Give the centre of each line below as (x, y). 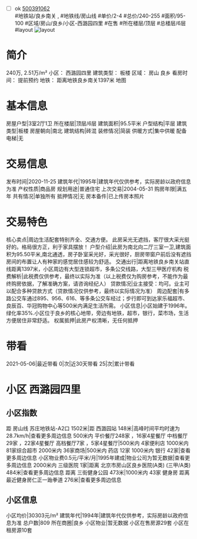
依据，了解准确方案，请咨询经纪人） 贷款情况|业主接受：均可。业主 (103, 283)
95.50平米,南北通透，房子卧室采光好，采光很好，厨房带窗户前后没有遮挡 (104, 254)
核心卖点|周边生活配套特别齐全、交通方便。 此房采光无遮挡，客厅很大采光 (95, 239)
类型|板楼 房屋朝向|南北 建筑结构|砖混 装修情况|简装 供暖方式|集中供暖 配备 (96, 130)
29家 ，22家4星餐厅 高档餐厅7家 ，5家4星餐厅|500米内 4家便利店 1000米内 (98, 443)
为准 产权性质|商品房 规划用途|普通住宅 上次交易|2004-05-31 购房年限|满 (94, 189)
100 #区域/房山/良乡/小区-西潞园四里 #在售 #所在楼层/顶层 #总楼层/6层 (100, 24)
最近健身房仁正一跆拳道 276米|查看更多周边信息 (64, 480)
